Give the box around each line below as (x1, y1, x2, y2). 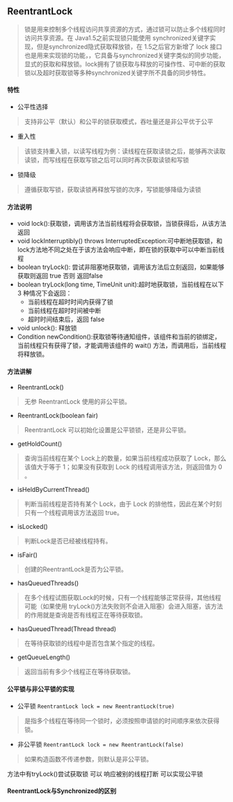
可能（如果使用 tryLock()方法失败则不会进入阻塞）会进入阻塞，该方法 (24, 602, 223, 610)
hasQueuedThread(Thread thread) (17, 625, 117, 633)
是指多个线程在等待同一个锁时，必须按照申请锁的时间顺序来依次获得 (24, 716, 220, 725)
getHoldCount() (17, 440, 63, 448)
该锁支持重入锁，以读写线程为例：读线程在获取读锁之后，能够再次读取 (24, 147, 226, 155)
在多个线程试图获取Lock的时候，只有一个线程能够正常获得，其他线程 (24, 594, 221, 602)
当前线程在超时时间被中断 (27, 307, 102, 315)
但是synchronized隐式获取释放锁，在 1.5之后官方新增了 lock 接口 (36, 42, 223, 51)
